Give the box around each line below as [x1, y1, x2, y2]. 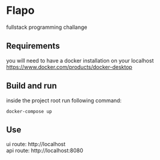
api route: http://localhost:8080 [6, 147, 84, 154]
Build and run [6, 81, 57, 91]
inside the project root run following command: [6, 97, 122, 104]
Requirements [6, 41, 60, 51]
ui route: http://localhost [6, 141, 66, 148]
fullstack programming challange [6, 23, 87, 31]
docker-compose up [6, 108, 52, 114]
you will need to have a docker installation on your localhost [6, 57, 154, 64]
